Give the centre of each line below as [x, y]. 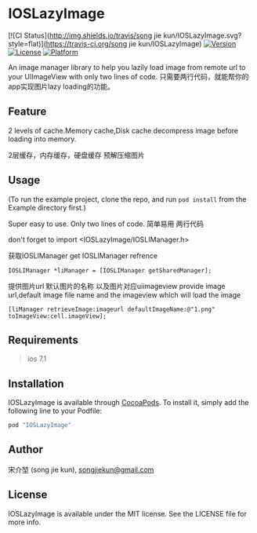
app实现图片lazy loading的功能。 [62, 86]
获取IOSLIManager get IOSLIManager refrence [83, 255]
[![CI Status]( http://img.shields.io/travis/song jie [85, 35]
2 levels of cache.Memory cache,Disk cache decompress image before [123, 130]
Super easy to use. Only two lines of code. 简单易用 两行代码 [106, 224]
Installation [36, 383]
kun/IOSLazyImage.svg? [203, 35]
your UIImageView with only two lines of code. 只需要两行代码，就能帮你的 [128, 76]
